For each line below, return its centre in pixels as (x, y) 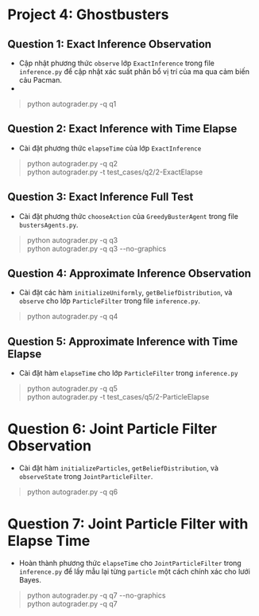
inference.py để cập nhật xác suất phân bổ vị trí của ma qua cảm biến (134, 72)
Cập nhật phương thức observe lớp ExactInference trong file (117, 63)
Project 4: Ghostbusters (88, 15)
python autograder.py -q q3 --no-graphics (97, 248)
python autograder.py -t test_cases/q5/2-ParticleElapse (118, 397)
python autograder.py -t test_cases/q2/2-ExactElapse (115, 172)
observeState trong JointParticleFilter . (86, 477)
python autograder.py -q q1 (72, 104)
